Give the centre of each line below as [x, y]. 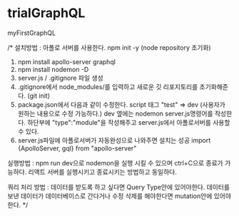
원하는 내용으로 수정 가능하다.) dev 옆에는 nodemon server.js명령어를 [115, 113]
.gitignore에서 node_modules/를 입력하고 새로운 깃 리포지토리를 [108, 86]
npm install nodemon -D [53, 69]
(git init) [39, 96]
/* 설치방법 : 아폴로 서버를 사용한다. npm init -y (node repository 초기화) [110, 47]
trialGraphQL [46, 13]
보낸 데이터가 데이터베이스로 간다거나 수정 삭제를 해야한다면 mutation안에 [110, 196]
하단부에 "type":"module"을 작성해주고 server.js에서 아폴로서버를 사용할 [129, 122]
